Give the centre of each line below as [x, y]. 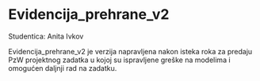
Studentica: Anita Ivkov [46, 36]
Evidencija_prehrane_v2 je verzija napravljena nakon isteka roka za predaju [130, 51]
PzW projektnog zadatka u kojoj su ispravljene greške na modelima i [120, 60]
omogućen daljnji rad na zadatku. [63, 68]
